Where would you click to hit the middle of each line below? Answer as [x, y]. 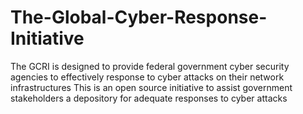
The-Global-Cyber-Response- [139, 17]
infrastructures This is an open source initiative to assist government [151, 87]
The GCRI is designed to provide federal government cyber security [150, 66]
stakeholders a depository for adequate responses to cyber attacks [149, 98]
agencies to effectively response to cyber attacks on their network [147, 77]
